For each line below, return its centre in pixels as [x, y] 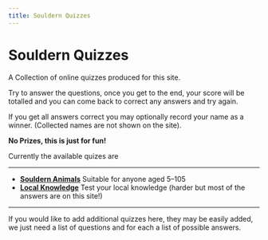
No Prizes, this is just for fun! [57, 140]
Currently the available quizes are [63, 155]
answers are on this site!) [61, 195]
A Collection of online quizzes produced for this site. [95, 77]
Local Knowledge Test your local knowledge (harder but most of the [132, 187]
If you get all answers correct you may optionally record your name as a [126, 116]
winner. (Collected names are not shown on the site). [95, 125]
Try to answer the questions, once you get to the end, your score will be [126, 92]
